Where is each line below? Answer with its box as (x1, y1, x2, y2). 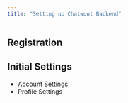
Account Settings (17, 80, 69, 88)
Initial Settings (7, 61, 73, 73)
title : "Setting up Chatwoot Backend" (7, 10, 122, 18)
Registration (7, 37, 63, 49)
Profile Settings (17, 87, 63, 96)
